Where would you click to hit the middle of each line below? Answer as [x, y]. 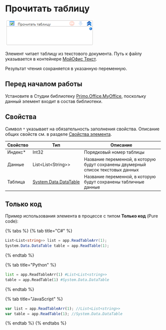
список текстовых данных [111, 169]
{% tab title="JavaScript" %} [34, 299]
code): [12, 221]
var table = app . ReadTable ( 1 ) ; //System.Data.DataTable [64, 314]
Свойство [18, 145]
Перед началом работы [44, 84]
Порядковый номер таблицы [114, 152]
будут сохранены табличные [114, 182]
